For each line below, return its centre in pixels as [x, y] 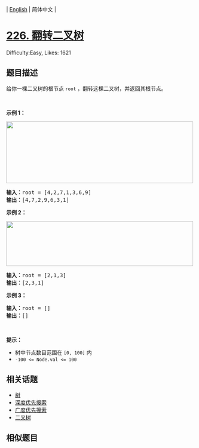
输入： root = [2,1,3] [36, 275]
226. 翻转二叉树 [45, 36]
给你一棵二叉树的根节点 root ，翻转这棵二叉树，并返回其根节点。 [86, 88]
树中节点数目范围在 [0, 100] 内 [53, 352]
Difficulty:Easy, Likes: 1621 [39, 53]
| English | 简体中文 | [31, 9]
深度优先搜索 [30, 402]
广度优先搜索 [30, 410]
